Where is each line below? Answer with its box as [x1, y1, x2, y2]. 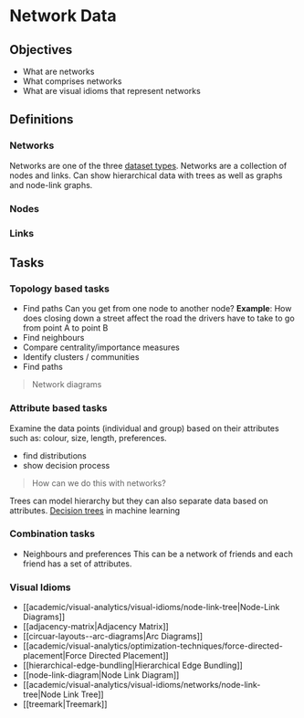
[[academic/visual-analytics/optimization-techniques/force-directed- [22, 640, 283, 651]
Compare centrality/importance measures [22, 342, 180, 353]
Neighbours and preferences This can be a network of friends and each [22, 548, 294, 559]
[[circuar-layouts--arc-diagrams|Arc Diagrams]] [22, 631, 204, 642]
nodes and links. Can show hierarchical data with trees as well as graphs [9, 170, 283, 181]
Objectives [9, 42, 73, 58]
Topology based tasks [9, 282, 110, 295]
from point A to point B [22, 322, 109, 333]
